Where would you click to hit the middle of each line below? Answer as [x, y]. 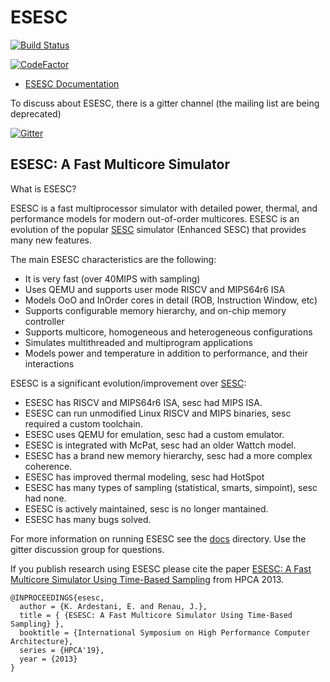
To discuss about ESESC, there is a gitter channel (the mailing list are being [165, 103]
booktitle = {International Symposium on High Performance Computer [165, 632]
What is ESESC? [43, 188]
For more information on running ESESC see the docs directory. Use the [158, 538]
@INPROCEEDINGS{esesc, [57, 597]
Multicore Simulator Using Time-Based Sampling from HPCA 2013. [147, 579]
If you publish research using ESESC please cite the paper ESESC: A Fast [161, 568]
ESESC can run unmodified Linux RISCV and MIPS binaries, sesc [158, 413]
